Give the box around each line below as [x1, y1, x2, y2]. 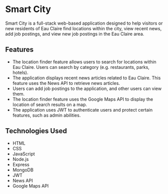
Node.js [12, 156, 29, 162]
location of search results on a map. [12, 102, 87, 108]
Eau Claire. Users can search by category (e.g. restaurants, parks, [12, 64, 150, 70]
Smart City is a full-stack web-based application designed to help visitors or [5, 20, 163, 26]
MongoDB [12, 167, 34, 173]
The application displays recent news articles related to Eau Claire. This [12, 74, 161, 81]
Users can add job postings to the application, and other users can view [12, 85, 162, 91]
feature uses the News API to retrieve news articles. [12, 80, 120, 86]
